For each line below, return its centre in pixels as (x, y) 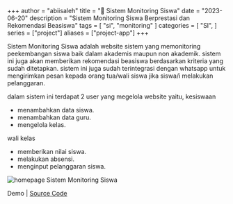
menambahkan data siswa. (56, 110)
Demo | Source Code (37, 193)
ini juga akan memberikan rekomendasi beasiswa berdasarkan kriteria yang (115, 61)
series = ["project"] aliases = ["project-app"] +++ (78, 33)
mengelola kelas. (41, 125)
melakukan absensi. (46, 159)
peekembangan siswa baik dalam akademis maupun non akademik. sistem (114, 53)
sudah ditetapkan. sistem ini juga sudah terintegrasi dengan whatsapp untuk (116, 68)
